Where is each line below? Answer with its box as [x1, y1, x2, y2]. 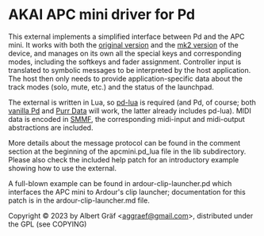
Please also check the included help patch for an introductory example [8, 154, 239, 164]
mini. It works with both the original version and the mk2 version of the [8, 40, 239, 49]
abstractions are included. [8, 123, 94, 132]
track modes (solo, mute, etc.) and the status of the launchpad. [8, 82, 214, 92]
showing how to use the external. [8, 163, 117, 173]
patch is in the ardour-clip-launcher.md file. [8, 196, 151, 205]
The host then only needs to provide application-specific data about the [8, 74, 243, 83]
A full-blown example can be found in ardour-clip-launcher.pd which [8, 178, 232, 188]
